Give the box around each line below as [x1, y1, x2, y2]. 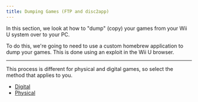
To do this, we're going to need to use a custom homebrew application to [6, 42, 184, 49]
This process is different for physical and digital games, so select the [6, 65, 174, 72]
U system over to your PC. [6, 30, 70, 38]
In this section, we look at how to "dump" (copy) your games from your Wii [6, 25, 187, 32]
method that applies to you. [6, 72, 72, 79]
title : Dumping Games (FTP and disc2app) [6, 8, 110, 15]
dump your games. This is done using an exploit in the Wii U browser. [6, 48, 174, 56]
